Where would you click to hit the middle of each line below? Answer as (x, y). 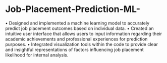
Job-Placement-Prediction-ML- (73, 9)
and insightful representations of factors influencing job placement (74, 49)
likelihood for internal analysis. (37, 55)
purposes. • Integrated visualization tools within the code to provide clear (81, 44)
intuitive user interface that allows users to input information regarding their (84, 33)
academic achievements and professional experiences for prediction (76, 39)
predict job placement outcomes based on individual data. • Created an (79, 28)
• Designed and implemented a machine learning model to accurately (77, 23)
